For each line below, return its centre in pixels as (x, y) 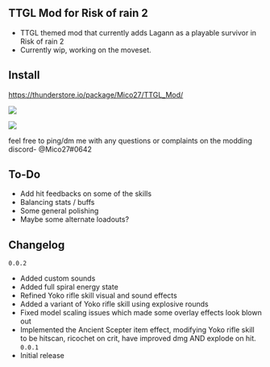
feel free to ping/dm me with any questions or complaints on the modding (130, 140)
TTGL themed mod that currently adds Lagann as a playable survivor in (138, 32)
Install (24, 75)
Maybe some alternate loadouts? (75, 219)
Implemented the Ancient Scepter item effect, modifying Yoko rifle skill (137, 330)
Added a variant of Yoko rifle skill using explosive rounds (114, 304)
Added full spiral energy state (69, 287)
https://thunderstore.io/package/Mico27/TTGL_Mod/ (96, 94)
